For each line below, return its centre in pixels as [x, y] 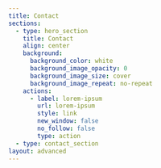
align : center [46, 46]
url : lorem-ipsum [66, 106]
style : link [58, 114]
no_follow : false [66, 128]
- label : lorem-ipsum [66, 99]
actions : [37, 91]
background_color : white [71, 61]
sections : [25, 23]
